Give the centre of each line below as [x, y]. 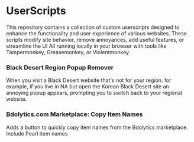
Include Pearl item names [37, 133]
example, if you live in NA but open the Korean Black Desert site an [88, 87]
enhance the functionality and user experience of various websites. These [97, 33]
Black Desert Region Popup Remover [60, 67]
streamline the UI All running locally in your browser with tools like [86, 46]
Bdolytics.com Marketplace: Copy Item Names [75, 114]
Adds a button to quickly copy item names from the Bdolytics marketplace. [97, 127]
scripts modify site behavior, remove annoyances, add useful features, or [95, 39]
